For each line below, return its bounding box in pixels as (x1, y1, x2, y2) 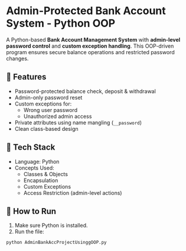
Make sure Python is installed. (14, 222, 88, 229)
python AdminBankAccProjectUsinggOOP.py (6, 240, 107, 246)
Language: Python (14, 158, 60, 165)
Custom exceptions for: (14, 100, 72, 107)
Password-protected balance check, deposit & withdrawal (14, 87, 156, 95)
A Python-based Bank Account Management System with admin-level (6, 36, 181, 43)
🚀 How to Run (6, 206, 57, 216)
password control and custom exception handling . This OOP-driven (6, 42, 174, 49)
